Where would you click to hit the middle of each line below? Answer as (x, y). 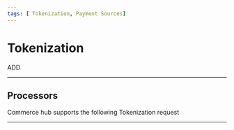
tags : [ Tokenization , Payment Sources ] (67, 14)
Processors (33, 96)
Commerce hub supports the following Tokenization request (93, 113)
